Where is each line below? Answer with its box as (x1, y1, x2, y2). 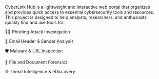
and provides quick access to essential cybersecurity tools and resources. (5, 9, 155, 15)
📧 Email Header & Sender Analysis (5, 38, 74, 44)
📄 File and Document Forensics (5, 59, 68, 65)
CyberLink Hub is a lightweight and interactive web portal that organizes (5, 4, 150, 10)
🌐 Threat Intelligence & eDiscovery (5, 69, 76, 74)
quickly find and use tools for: (5, 19, 65, 25)
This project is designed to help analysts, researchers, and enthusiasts (5, 15, 147, 20)
